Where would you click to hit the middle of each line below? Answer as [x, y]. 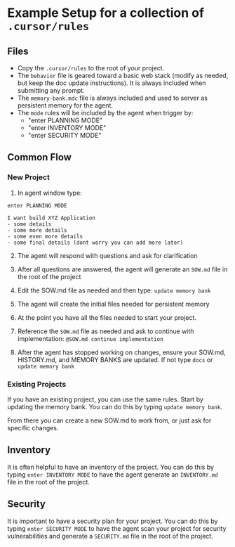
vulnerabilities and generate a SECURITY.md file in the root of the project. [110, 536]
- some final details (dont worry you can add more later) [95, 243]
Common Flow [40, 157]
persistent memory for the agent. [65, 105]
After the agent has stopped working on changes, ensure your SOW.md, [121, 352]
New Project [29, 177]
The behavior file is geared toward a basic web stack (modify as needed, [123, 76]
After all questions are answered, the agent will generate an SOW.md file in [122, 269]
